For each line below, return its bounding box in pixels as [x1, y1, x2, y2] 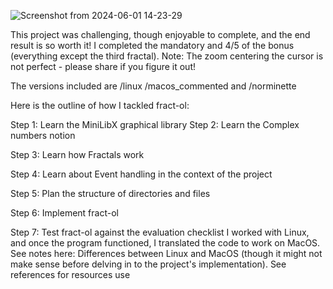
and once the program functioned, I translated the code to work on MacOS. [10, 237, 321, 249]
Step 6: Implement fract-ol [10, 207, 119, 219]
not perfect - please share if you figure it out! [10, 61, 196, 72]
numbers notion [10, 130, 76, 141]
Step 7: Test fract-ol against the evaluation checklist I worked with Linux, [10, 226, 310, 238]
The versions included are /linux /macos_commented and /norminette [10, 80, 297, 92]
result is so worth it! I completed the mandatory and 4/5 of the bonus [10, 40, 295, 51]
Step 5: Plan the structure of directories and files [10, 188, 211, 199]
